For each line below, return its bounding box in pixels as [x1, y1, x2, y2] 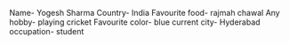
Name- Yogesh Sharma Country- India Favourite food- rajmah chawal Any [9, 8, 280, 18]
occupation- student [9, 26, 84, 36]
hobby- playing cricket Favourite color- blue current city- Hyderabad [9, 17, 261, 27]
